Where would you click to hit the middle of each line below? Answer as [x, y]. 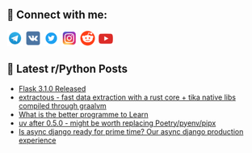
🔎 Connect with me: [57, 15]
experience [37, 140]
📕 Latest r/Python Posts [67, 69]
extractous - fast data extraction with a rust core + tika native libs [127, 97]
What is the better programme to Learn [84, 114]
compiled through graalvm [63, 105]
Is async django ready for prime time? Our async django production [131, 131]
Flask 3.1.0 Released [52, 88]
